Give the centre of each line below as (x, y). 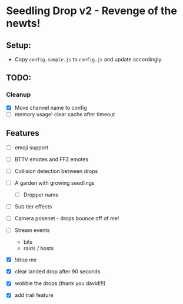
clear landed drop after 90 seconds (57, 272)
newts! (23, 23)
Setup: (19, 45)
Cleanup (19, 94)
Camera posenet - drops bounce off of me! (67, 218)
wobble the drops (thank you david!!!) (60, 283)
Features (23, 133)
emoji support (31, 147)
